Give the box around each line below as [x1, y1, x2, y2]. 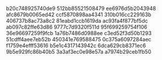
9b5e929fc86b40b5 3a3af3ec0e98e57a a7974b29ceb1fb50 [6, 48, 151, 55]
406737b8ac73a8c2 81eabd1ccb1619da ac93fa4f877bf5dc [6, 17, 148, 24]
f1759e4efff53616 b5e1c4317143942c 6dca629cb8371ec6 [6, 42, 146, 49]
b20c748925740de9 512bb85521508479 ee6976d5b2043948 [6, 5, 156, 12]
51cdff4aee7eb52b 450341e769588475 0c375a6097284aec [6, 36, 151, 43]
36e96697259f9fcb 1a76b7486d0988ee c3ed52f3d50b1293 [6, 30, 152, 37]
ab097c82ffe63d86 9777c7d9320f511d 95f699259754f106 [6, 23, 147, 30]
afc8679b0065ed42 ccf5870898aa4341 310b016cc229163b [6, 11, 151, 18]
